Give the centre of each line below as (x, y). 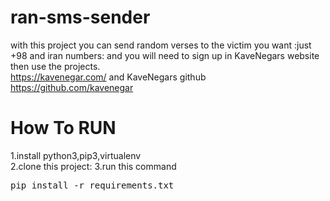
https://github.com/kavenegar (72, 87)
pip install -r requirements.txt (92, 185)
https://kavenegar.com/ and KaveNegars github (108, 77)
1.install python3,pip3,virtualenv (76, 155)
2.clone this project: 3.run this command (93, 166)
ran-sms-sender (80, 17)
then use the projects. (55, 66)
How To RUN (63, 128)
